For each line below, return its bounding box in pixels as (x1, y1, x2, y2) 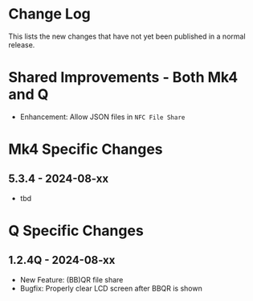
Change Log (8, 5, 91, 23)
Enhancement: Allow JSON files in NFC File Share (19, 112, 186, 122)
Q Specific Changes (8, 222, 145, 240)
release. (8, 39, 35, 49)
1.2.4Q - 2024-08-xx (8, 254, 116, 267)
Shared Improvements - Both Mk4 (8, 68, 239, 87)
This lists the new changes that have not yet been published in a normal (8, 31, 247, 41)
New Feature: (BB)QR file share (19, 274, 124, 284)
